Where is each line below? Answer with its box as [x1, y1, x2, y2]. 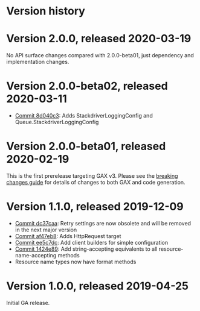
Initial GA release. [6, 299, 50, 306]
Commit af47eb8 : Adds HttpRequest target [15, 232, 121, 239]
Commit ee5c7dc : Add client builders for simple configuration [15, 239, 169, 246]
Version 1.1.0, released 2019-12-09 [6, 200, 184, 213]
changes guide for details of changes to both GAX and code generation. [6, 179, 185, 186]
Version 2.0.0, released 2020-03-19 [6, 32, 192, 46]
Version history [6, 4, 86, 18]
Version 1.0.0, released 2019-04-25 [6, 279, 189, 293]
